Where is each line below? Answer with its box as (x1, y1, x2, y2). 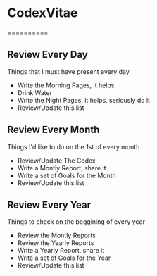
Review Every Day (7, 49, 88, 61)
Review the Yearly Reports (17, 239, 94, 247)
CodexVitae (7, 5, 78, 21)
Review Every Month (7, 124, 100, 136)
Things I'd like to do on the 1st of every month (7, 142, 140, 151)
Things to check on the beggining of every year (7, 218, 146, 226)
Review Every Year (7, 199, 92, 211)
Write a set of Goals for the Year (17, 253, 111, 262)
